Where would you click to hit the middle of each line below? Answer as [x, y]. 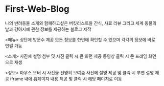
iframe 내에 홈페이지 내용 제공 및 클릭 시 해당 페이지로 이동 [66, 79]
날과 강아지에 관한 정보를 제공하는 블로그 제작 [48, 29]
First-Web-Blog [37, 9]
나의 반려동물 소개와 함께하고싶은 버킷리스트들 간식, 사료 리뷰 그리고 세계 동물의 [81, 23]
